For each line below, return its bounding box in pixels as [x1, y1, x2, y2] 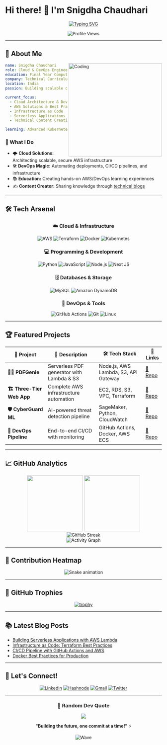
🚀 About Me [5, 50, 42, 58]
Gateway [98, 375, 120, 382]
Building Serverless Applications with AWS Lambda [12, 637, 118, 643]
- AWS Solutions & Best [9, 104, 59, 109]
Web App [7, 394, 30, 401]
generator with [48, 369, 82, 376]
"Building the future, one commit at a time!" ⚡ [35, 723, 132, 729]
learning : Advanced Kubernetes [5, 127, 70, 132]
